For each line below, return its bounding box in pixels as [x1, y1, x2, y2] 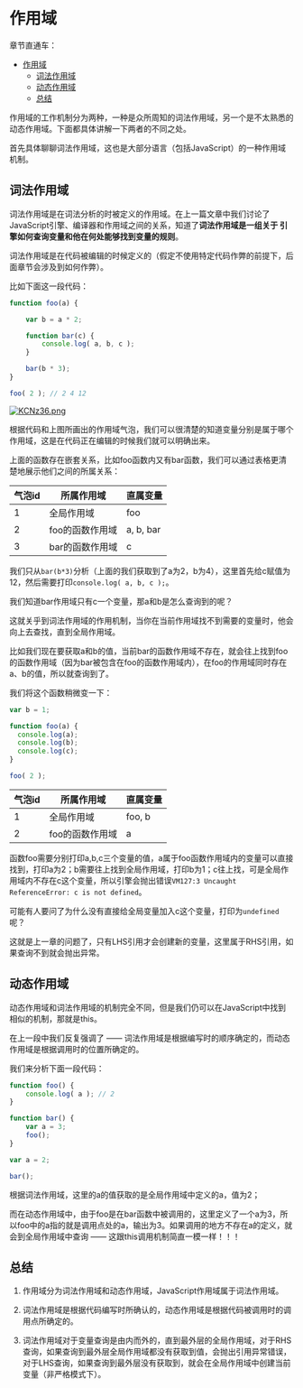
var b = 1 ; [9, 705, 50, 714]
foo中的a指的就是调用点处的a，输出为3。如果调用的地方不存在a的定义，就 [16, 1219, 293, 1230]
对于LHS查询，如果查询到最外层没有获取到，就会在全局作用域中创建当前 [22, 1357, 291, 1368]
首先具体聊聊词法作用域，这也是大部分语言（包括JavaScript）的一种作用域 [9, 142, 287, 153]
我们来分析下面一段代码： [9, 1062, 105, 1074]
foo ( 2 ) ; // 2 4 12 [9, 389, 87, 398]
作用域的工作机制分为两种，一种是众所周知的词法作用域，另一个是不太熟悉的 [9, 112, 294, 123]
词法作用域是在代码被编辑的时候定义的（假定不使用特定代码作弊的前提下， [9, 250, 286, 261]
